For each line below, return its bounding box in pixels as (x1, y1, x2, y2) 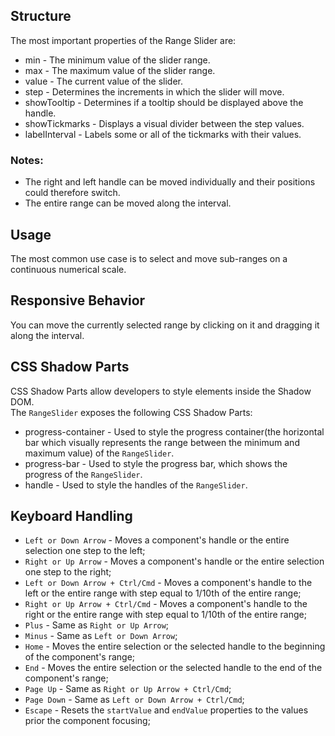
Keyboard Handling (10, 507, 133, 524)
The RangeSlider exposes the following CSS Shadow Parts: (10, 406, 253, 418)
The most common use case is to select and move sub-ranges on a (10, 252, 288, 264)
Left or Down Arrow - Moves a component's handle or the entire (24, 534, 290, 546)
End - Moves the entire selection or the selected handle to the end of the (24, 662, 323, 674)
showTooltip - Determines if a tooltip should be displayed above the (24, 96, 304, 108)
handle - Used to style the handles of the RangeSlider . (24, 479, 248, 491)
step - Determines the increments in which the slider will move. (24, 85, 285, 98)
